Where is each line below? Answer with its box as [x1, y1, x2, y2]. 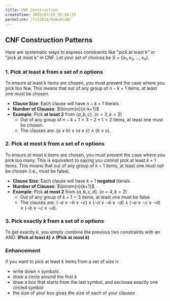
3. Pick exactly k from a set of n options [5, 217, 105, 224]
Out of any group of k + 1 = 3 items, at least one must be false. [20, 194, 151, 200]
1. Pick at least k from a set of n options [5, 68, 103, 75]
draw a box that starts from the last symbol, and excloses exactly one [12, 279, 158, 285]
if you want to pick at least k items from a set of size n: [5, 258, 120, 264]
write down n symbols [12, 269, 59, 275]
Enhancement [5, 247, 41, 254]
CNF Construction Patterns [5, 36, 93, 44]
